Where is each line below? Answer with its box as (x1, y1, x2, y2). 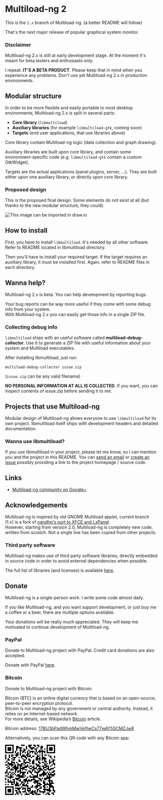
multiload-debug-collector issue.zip (5, 365, 82, 370)
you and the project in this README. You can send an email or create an (5, 454, 150, 460)
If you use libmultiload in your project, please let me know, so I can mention (5, 449, 157, 455)
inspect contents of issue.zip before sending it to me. (5, 388, 112, 394)
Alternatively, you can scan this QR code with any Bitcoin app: (5, 735, 130, 741)
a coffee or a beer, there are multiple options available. (5, 609, 115, 615)
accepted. (5, 653, 25, 658)
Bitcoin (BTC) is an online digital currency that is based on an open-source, (5, 695, 156, 701)
